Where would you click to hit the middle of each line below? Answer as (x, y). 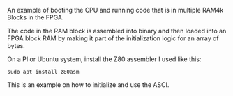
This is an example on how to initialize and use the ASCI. (88, 85)
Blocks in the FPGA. (36, 17)
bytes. (16, 46)
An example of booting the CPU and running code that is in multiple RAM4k (115, 10)
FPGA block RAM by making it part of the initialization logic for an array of (113, 38)
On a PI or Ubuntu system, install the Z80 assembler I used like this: (104, 59)
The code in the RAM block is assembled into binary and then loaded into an (117, 31)
